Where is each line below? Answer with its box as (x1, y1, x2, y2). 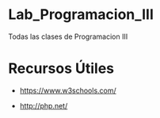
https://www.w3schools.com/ (19, 86, 116, 95)
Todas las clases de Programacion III (8, 32, 128, 41)
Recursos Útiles (8, 59, 115, 78)
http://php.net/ (19, 101, 68, 110)
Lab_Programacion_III (8, 6, 154, 24)
